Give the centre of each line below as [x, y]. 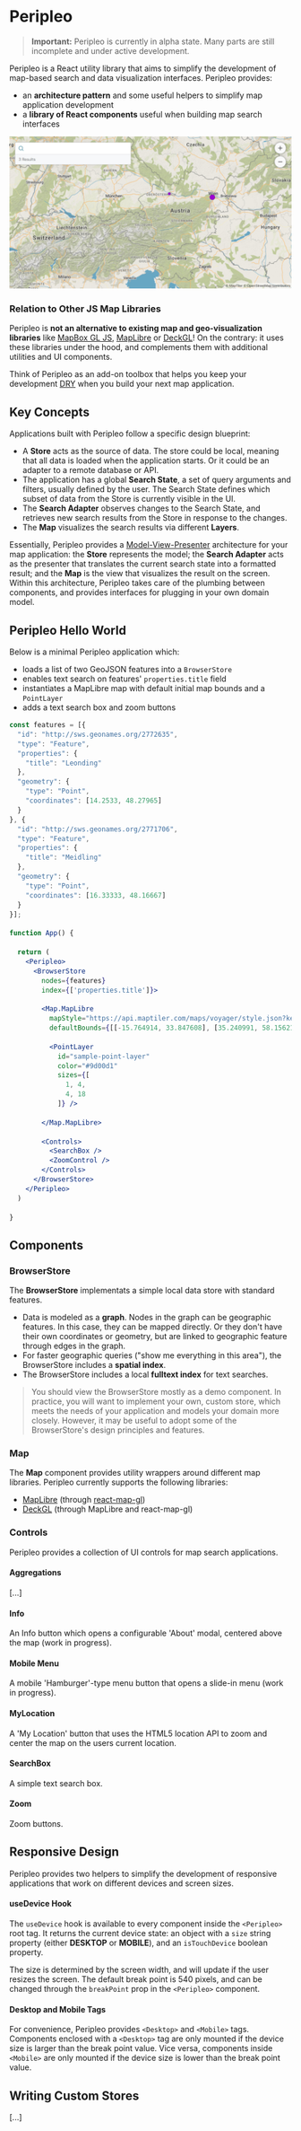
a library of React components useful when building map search [142, 114]
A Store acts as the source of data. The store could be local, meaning [150, 452]
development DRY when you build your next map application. [122, 384]
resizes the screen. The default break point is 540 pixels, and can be [136, 1979]
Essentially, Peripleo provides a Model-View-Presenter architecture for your [149, 545]
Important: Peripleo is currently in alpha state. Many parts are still [153, 41]
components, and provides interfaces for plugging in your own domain [139, 592]
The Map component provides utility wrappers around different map [135, 1473]
